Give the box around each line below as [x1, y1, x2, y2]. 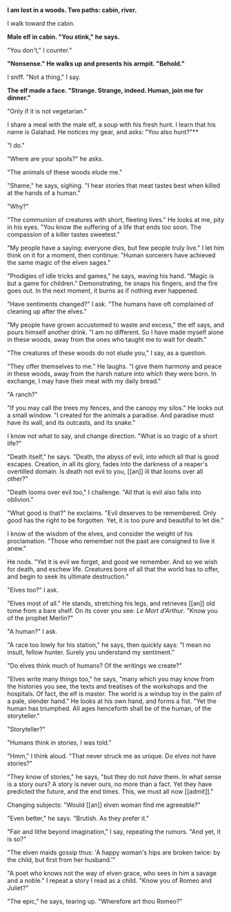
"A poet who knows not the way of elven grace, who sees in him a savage [7, 869, 217, 877]
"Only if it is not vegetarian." [7, 107, 88, 115]
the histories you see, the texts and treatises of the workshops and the [7, 682, 208, 691]
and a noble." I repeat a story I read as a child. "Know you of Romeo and [7, 877, 212, 884]
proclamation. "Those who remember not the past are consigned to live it [7, 537, 215, 545]
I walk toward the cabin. [7, 19, 75, 27]
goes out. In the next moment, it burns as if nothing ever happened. [7, 286, 199, 295]
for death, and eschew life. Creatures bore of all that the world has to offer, [7, 565, 220, 573]
